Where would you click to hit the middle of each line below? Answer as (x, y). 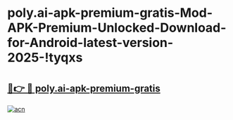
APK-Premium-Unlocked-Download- (117, 28)
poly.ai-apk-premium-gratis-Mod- (110, 13)
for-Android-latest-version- (90, 43)
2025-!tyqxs (45, 58)
